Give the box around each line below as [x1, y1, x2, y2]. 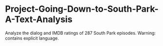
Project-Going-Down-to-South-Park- [5, 3, 159, 15]
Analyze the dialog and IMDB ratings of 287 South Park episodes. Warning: [5, 30, 156, 36]
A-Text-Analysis [5, 14, 73, 25]
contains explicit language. [5, 35, 59, 41]
